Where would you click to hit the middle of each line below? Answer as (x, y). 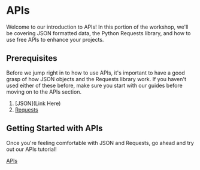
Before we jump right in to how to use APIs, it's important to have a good (96, 73)
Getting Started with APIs (54, 129)
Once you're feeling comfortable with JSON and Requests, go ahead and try (100, 143)
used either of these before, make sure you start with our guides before (94, 85)
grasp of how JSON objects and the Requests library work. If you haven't (96, 79)
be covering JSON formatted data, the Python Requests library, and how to (99, 33)
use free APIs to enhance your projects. (55, 39)
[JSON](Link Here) (38, 103)
